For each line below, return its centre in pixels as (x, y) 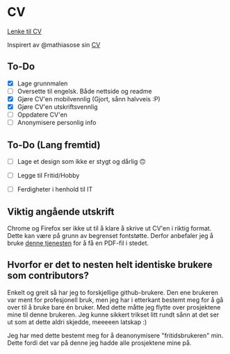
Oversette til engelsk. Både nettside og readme (84, 91)
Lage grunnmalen (42, 83)
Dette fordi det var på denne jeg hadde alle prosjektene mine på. (99, 343)
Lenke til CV (25, 31)
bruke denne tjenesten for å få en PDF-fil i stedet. (78, 243)
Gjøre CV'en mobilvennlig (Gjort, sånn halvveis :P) (89, 99)
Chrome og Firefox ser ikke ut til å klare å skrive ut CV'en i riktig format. (109, 228)
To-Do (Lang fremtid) (54, 145)
